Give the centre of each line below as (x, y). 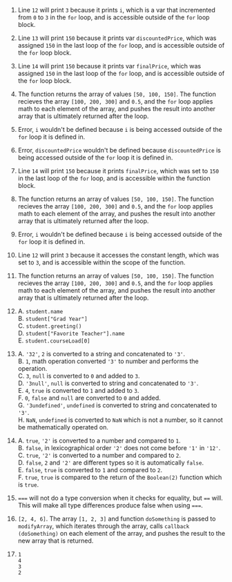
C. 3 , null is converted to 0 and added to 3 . (79, 376)
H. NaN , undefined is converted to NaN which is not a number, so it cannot (120, 420)
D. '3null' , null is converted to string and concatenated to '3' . (108, 383)
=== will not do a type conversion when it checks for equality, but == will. (120, 498)
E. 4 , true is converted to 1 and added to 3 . (78, 390)
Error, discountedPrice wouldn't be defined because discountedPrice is (119, 150)
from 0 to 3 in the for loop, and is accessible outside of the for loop (114, 17)
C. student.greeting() (50, 326)
